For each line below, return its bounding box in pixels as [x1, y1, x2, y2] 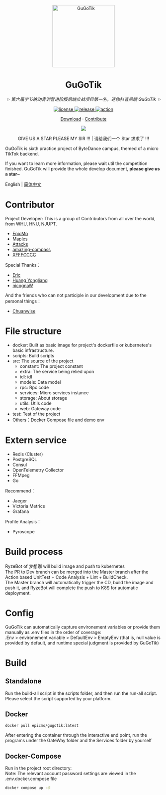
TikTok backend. [5, 151, 39, 157]
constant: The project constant [19, 363, 83, 369]
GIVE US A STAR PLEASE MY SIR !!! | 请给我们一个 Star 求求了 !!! [18, 135, 149, 142]
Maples [12, 236, 28, 242]
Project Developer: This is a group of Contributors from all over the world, [5, 215, 156, 221]
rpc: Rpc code [19, 384, 49, 390]
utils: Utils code [19, 400, 52, 406]
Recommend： [5, 487, 36, 493]
